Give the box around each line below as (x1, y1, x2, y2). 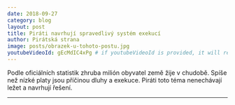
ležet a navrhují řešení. (7, 83, 73, 92)
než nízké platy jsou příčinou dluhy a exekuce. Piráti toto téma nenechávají (7, 76, 222, 84)
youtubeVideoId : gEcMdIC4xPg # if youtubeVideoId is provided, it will (7, 50, 220, 57)
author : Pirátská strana (7, 36, 80, 43)
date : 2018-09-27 (7, 10, 58, 17)
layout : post (7, 23, 45, 30)
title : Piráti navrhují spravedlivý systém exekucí (7, 29, 161, 37)
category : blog (7, 17, 52, 24)
